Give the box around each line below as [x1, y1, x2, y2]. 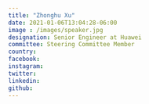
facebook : [8, 56, 41, 63]
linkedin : [8, 77, 41, 84]
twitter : [8, 70, 37, 77]
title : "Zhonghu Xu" [8, 11, 76, 20]
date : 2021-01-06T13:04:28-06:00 [8, 19, 118, 27]
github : [8, 84, 34, 92]
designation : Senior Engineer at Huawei [8, 33, 143, 41]
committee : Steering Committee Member [8, 41, 135, 48]
